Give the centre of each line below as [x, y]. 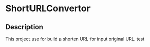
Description [24, 27]
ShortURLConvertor [48, 9]
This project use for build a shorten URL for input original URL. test [75, 39]
